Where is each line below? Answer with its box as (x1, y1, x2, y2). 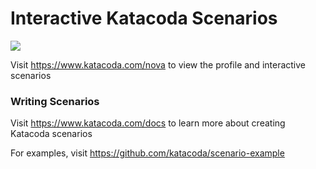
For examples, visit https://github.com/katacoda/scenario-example (10, 147, 285, 159)
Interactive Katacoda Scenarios (10, 7, 278, 30)
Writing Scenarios (10, 94, 100, 108)
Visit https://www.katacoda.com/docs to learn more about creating (10, 117, 286, 129)
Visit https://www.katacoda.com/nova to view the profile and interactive (10, 58, 307, 71)
